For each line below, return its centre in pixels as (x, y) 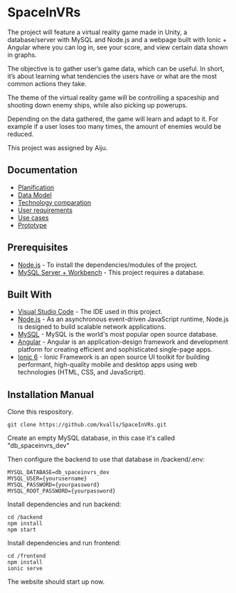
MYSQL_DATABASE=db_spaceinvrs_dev (59, 473)
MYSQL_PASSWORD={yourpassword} (54, 485)
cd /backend (25, 518)
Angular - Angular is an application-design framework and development (123, 342)
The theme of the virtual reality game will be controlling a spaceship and (113, 98)
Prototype (32, 225)
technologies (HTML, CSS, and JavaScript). (81, 372)
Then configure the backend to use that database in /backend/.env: (106, 459)
